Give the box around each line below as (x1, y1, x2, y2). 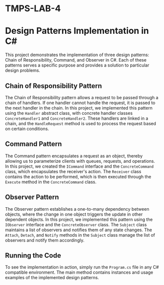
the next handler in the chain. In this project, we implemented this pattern (5, 105, 153, 110)
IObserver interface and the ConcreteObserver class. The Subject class (5, 221, 147, 227)
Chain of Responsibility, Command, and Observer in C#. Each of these (5, 57, 147, 63)
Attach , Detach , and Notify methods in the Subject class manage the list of (5, 232, 155, 238)
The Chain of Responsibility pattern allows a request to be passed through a (5, 94, 159, 100)
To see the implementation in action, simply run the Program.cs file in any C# (5, 264, 159, 270)
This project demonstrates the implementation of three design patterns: (5, 52, 149, 58)
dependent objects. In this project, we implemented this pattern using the (5, 216, 153, 222)
